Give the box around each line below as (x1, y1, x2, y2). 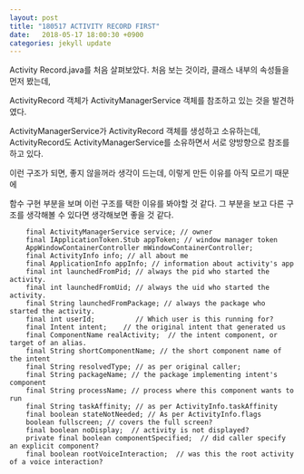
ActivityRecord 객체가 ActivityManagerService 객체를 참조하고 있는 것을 (9, 95, 270, 106)
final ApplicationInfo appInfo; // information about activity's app (25, 259, 295, 268)
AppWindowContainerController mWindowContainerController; (25, 244, 254, 253)
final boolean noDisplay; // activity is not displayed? (25, 426, 250, 435)
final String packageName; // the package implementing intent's (25, 371, 279, 380)
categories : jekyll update (9, 38, 112, 48)
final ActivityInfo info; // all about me (25, 251, 189, 261)
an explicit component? (9, 441, 100, 451)
